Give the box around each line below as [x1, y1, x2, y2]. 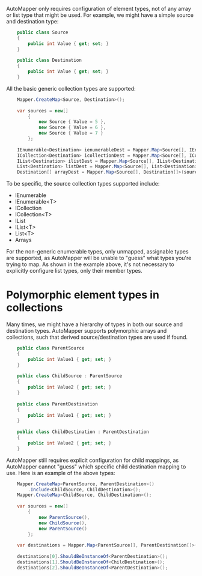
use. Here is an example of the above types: [6, 469, 115, 476]
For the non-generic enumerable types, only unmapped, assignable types [6, 248, 189, 255]
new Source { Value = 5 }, [38, 119, 106, 125]
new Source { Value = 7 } [38, 130, 103, 136]
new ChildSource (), [38, 520, 87, 526]
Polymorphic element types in [6, 288, 159, 302]
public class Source [17, 29, 69, 35]
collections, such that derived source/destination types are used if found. [6, 333, 188, 341]
